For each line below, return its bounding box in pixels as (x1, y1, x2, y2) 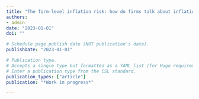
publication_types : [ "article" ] (6, 74, 86, 80)
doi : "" (6, 31, 25, 37)
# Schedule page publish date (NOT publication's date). (6, 41, 150, 47)
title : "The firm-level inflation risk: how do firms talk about (6, 8, 171, 15)
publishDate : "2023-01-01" (6, 47, 73, 53)
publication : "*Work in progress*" (6, 79, 94, 85)
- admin (6, 19, 25, 25)
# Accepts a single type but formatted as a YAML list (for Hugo (6, 62, 171, 68)
